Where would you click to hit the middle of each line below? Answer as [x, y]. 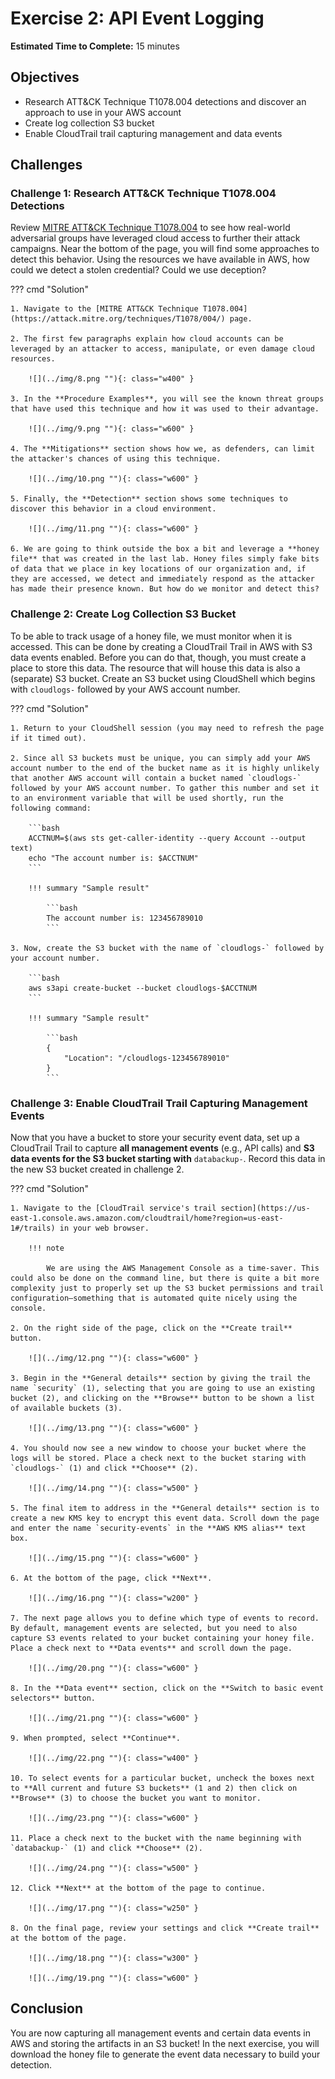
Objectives [45, 77]
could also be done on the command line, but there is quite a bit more [165, 1278]
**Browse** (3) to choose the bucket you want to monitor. [136, 1798]
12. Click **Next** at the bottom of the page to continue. [138, 1888]
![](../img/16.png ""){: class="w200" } [113, 1598]
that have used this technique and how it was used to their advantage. [165, 409]
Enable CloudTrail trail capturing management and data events [153, 133]
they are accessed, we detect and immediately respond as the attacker [162, 579]
